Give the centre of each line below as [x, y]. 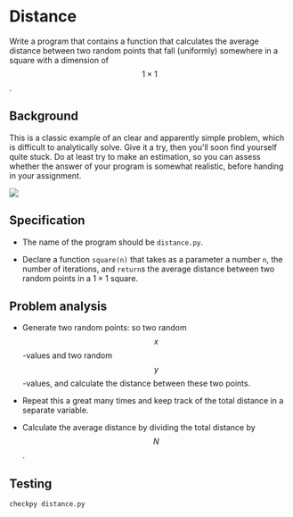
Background [44, 117]
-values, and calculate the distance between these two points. [136, 384]
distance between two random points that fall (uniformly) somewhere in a [144, 50]
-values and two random [67, 355]
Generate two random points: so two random [104, 328]
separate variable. [55, 410]
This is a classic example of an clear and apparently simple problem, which [147, 138]
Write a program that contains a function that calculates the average [134, 41]
